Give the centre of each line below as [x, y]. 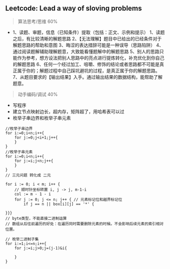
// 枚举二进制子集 [22, 239]
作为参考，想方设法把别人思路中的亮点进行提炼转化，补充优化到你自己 [91, 58]
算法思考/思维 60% [38, 21]
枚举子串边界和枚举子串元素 [42, 118]
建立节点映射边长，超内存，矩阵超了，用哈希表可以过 [68, 111]
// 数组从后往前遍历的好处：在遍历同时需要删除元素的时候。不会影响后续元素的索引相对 [84, 224]
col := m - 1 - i [33, 194]
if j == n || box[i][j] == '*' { [59, 204]
